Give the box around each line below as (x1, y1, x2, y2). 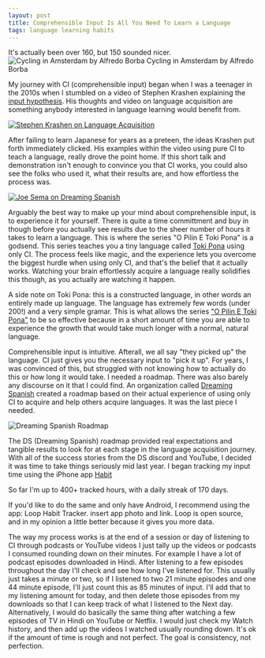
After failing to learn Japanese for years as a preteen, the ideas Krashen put (8, 136, 255, 145)
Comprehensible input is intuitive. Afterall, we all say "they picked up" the (8, 348, 247, 357)
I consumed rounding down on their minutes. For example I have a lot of (8, 549, 242, 559)
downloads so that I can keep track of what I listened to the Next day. (8, 600, 233, 609)
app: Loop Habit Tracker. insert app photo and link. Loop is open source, (8, 509, 244, 519)
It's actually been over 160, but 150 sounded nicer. (8, 48, 172, 58)
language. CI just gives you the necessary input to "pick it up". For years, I (8, 355, 248, 365)
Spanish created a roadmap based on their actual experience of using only (8, 389, 251, 399)
